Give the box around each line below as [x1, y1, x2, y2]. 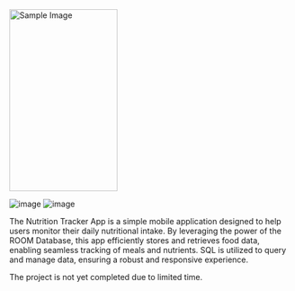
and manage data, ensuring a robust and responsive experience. [9, 254, 249, 265]
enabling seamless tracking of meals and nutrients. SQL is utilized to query [9, 244, 287, 255]
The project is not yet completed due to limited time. [9, 271, 203, 282]
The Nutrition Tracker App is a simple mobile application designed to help [9, 215, 282, 226]
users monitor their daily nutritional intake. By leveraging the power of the [9, 225, 282, 236]
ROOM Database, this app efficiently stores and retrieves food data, [9, 234, 261, 246]
